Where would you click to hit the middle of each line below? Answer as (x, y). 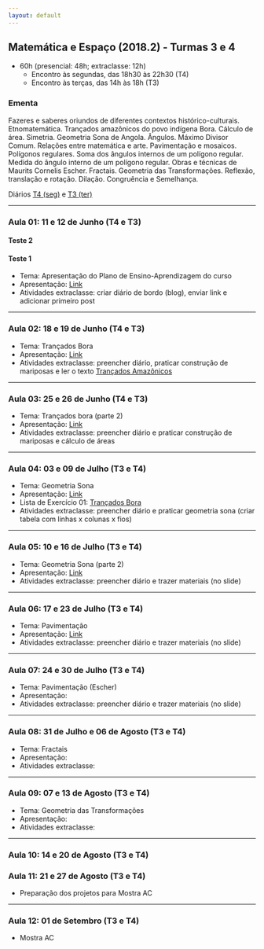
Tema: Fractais (44, 749)
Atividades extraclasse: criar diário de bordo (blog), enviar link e (123, 292)
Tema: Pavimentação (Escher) (68, 687)
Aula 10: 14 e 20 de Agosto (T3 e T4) (79, 855)
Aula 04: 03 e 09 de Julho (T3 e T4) (77, 469)
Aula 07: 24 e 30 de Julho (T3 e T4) (77, 670)
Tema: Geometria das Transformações (82, 810)
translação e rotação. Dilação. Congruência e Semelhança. (103, 178)
